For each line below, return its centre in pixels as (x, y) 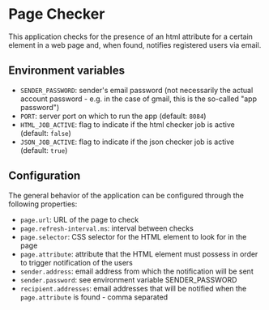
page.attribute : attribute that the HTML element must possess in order (139, 254)
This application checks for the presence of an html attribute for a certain (131, 36)
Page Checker (57, 14)
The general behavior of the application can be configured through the (126, 195)
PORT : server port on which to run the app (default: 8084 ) (113, 116)
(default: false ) (45, 133)
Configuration (45, 176)
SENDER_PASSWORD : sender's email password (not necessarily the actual (137, 90)
